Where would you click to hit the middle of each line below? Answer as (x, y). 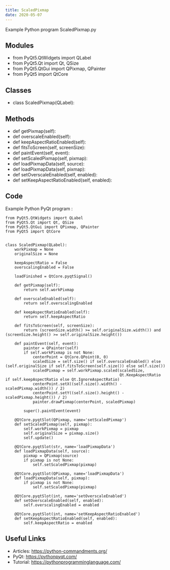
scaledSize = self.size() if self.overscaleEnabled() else (96, 361)
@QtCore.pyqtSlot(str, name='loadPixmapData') (65, 446)
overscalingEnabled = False (44, 267)
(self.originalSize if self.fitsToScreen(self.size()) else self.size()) (86, 366)
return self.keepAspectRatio (55, 317)
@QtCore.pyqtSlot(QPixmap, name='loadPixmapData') (69, 474)
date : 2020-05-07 (24, 15)
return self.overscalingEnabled (58, 303)
